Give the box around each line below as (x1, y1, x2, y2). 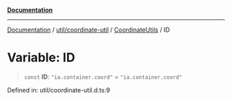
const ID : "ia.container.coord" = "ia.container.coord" (23, 72, 183, 81)
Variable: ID (7, 50, 75, 66)
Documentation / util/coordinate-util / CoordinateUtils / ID (7, 26, 171, 34)
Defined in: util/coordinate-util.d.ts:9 (7, 86, 110, 94)
